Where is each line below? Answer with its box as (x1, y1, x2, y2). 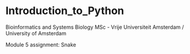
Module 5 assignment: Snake (5, 41, 76, 48)
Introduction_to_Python (5, 4, 125, 18)
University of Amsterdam (5, 29, 66, 36)
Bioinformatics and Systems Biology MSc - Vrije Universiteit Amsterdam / (5, 23, 184, 31)
